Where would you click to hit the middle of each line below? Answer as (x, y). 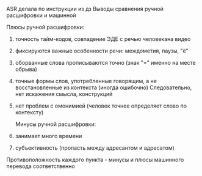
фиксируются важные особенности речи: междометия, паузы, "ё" (102, 51)
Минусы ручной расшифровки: (56, 124)
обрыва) (26, 69)
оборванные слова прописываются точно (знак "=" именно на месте (106, 63)
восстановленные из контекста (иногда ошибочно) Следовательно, (103, 87)
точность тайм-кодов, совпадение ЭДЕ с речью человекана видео (103, 39)
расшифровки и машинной (41, 15)
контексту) (29, 112)
